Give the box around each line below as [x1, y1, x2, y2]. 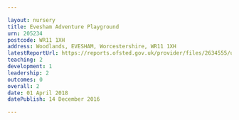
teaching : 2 [7, 56, 43, 64]
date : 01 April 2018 [7, 89, 69, 97]
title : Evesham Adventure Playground [7, 23, 119, 31]
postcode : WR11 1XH [7, 36, 65, 43]
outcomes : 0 [7, 76, 43, 83]
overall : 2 [7, 82, 40, 89]
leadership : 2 [7, 69, 50, 77]
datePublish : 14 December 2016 [7, 96, 100, 103]
